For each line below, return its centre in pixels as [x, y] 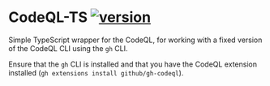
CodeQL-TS [48, 17]
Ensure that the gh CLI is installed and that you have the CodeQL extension [133, 64]
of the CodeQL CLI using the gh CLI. [68, 48]
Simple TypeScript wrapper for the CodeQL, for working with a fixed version [135, 40]
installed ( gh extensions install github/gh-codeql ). [96, 72]
